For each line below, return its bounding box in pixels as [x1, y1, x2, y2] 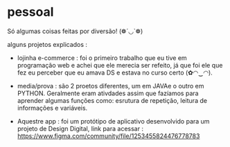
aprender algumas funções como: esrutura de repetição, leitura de [17, 96, 208, 104]
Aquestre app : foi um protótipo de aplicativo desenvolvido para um [17, 117, 210, 125]
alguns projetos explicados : [7, 40, 88, 48]
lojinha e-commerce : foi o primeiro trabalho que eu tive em [17, 53, 187, 62]
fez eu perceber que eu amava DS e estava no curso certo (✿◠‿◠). [17, 68, 213, 77]
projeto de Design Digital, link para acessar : [17, 124, 144, 133]
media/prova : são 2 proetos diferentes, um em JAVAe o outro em [17, 81, 204, 90]
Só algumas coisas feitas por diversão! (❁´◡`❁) [7, 27, 143, 35]
